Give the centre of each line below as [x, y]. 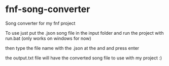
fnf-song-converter [48, 9]
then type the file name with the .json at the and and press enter [72, 48]
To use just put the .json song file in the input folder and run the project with [84, 33]
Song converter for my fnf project [40, 23]
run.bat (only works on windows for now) [48, 38]
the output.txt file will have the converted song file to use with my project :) [84, 58]
